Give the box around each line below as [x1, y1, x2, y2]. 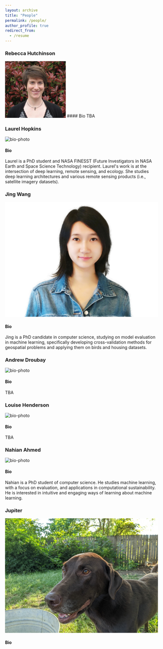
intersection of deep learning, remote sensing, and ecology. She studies [5, 169, 149, 174]
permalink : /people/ [5, 18, 47, 23]
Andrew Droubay [5, 357, 46, 364]
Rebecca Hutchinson [5, 50, 56, 57]
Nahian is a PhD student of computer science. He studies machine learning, [5, 479, 156, 485]
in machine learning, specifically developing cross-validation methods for [5, 339, 152, 345]
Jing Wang [5, 191, 31, 198]
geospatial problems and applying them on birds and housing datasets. [5, 345, 147, 350]
